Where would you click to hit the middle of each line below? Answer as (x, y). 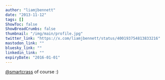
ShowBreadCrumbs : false (31, 29)
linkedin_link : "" (25, 52)
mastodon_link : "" (25, 43)
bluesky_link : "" (24, 48)
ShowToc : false (21, 24)
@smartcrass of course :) (32, 72)
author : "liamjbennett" (31, 10)
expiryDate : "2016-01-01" (33, 57)
